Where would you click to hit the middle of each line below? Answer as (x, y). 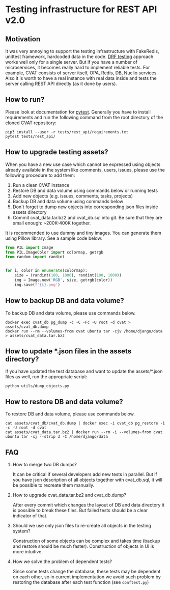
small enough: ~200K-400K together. (52, 223)
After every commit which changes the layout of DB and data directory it (88, 505)
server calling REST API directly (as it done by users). (61, 83)
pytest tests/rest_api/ (31, 136)
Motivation (23, 39)
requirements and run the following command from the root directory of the (84, 117)
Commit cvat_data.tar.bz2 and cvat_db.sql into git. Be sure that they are (88, 217)
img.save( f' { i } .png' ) (37, 285)
